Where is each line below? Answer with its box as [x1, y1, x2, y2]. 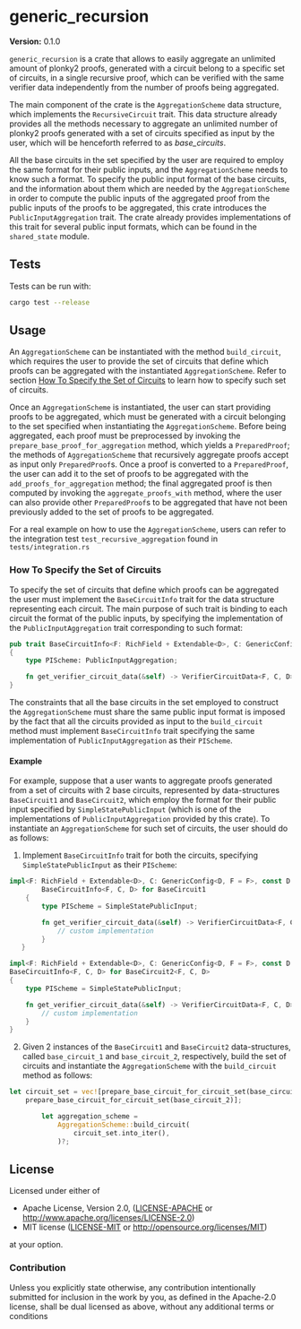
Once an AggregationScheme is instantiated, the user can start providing [9, 401, 271, 413]
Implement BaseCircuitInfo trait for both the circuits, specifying [21, 850, 258, 861]
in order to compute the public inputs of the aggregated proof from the [9, 193, 271, 203]
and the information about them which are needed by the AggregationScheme [9, 183, 290, 194]
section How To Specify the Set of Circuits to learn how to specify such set [9, 375, 287, 386]
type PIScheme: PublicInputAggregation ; [25, 656, 178, 665]
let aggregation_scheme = [41, 1112, 139, 1121]
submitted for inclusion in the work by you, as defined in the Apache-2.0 [9, 1291, 276, 1302]
